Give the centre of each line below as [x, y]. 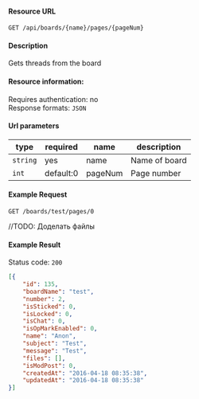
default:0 [62, 173]
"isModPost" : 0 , [50, 366]
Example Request [38, 194]
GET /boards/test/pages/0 [51, 212]
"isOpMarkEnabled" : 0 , [60, 329]
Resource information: [46, 81]
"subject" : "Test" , [55, 344]
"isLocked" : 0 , [48, 314]
